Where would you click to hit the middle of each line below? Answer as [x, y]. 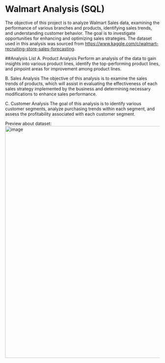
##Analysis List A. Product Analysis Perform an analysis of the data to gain [81, 58]
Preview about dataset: [28, 123]
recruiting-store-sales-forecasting [40, 49]
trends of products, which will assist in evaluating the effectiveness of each [81, 83]
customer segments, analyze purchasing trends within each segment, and [80, 109]
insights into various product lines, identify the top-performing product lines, [82, 63]
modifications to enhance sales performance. [51, 94]
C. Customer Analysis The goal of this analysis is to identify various [73, 103]
